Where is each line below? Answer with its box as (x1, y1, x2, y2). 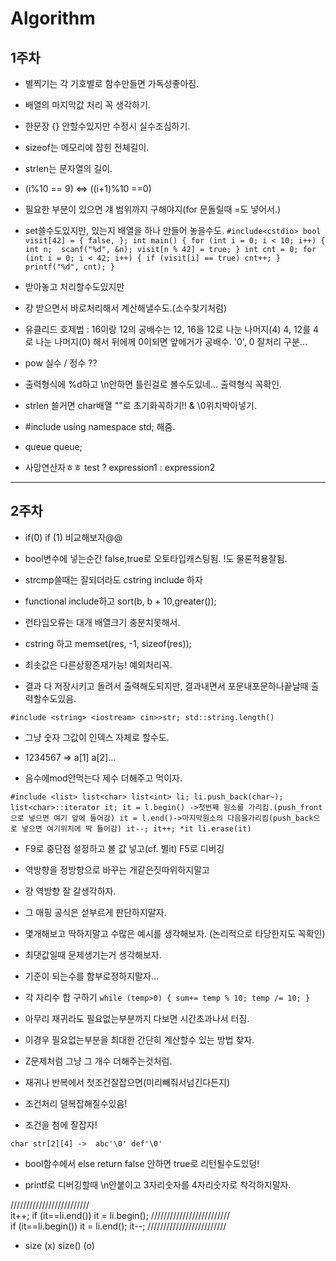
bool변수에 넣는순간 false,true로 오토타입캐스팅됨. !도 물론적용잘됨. (24, 552, 288, 564)
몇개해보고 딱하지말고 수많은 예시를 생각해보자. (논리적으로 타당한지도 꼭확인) (24, 927, 326, 939)
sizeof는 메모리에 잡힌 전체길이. (24, 142, 150, 153)
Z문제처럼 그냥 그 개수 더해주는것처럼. (24, 1055, 173, 1067)
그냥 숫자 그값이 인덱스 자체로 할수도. (24, 731, 170, 743)
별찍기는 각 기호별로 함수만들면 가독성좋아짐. (24, 78, 200, 89)
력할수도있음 (24, 692, 75, 704)
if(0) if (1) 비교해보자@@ (24, 531, 123, 543)
